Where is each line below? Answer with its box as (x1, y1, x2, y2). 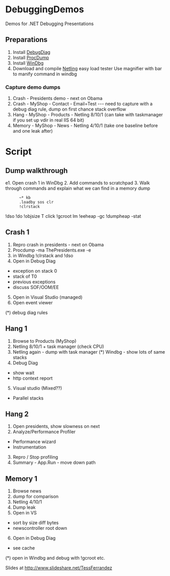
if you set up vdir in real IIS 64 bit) (12, 117, 84, 124)
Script (5, 146, 32, 157)
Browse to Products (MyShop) (12, 338, 77, 344)
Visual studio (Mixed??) (12, 385, 62, 391)
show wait (12, 369, 35, 376)
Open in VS (12, 510, 37, 516)
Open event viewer (12, 299, 53, 305)
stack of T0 (12, 273, 37, 279)
